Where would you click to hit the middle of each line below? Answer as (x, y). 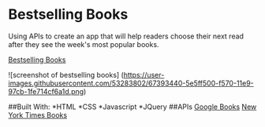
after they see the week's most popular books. (84, 44)
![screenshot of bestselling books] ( (66, 74)
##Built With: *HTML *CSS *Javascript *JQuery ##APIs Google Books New (132, 107)
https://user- (144, 74)
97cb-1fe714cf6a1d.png (46, 91)
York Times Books (38, 114)
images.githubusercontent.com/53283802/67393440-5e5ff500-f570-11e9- (131, 83)
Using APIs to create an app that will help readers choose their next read (126, 36)
